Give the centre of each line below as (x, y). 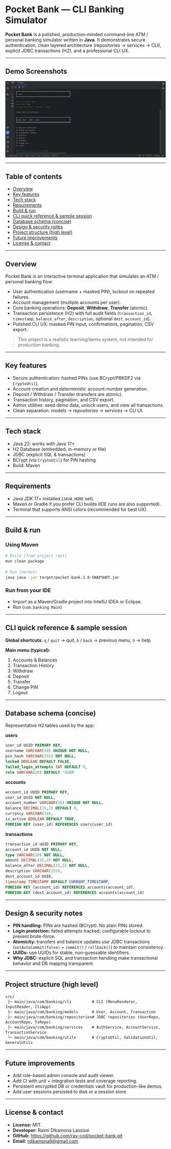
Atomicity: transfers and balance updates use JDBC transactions (81, 942)
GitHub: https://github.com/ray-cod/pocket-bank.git (67, 1135)
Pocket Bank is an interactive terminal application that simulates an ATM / (82, 276)
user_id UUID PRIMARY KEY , (34, 745)
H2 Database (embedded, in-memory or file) (59, 449)
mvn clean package (25, 561)
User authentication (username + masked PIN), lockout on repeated (84, 291)
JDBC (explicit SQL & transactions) (49, 454)
